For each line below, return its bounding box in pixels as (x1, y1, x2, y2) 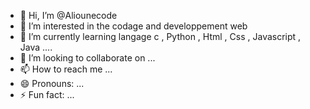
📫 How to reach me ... (19, 63, 113, 75)
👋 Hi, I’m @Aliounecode (19, 10, 118, 21)
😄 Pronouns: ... (19, 78, 85, 89)
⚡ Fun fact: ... (19, 89, 75, 100)
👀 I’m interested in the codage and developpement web (19, 20, 248, 32)
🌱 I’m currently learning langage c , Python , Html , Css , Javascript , (19, 31, 302, 42)
